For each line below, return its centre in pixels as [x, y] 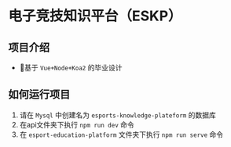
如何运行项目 [39, 95]
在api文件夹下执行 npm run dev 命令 [77, 124]
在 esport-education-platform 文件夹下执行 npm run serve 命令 [121, 134]
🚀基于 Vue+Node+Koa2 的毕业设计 [71, 68]
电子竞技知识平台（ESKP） [95, 16]
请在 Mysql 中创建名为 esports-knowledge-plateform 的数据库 [117, 115]
